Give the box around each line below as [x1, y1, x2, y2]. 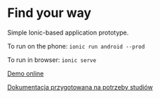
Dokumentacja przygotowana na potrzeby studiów [7, 82, 153, 91]
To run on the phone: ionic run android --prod [7, 42, 145, 50]
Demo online [7, 69, 44, 78]
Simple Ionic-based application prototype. [7, 28, 129, 37]
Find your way [7, 5, 92, 21]
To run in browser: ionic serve [7, 55, 97, 64]
